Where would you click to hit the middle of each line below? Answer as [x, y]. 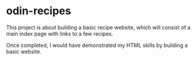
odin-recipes [39, 11]
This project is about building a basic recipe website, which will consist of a [99, 27]
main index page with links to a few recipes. [60, 33]
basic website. [24, 51]
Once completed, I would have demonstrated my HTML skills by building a [97, 45]
